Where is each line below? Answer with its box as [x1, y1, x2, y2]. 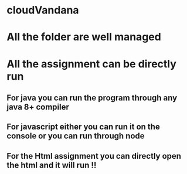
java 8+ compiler [6, 102, 70, 112]
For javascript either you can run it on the [6, 122, 160, 132]
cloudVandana [6, 4, 79, 17]
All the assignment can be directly [6, 57, 176, 70]
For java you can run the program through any [6, 93, 178, 103]
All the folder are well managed [6, 30, 162, 44]
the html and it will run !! [6, 160, 97, 170]
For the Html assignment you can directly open [6, 151, 181, 161]
